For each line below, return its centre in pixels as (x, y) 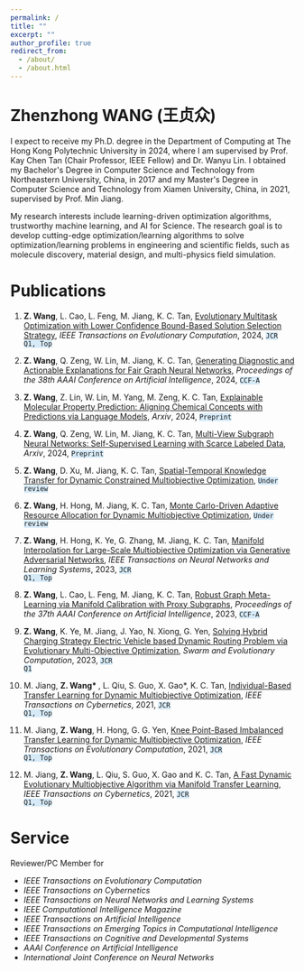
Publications (58, 291)
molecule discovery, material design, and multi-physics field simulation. (143, 255)
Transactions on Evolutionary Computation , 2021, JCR (123, 749)
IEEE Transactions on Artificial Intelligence (102, 919)
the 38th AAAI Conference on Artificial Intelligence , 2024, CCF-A (142, 379)
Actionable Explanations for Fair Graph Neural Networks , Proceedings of (158, 370)
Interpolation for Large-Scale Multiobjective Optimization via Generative (157, 550)
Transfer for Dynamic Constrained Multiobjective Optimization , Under (151, 480)
